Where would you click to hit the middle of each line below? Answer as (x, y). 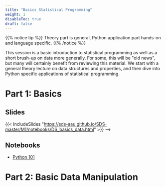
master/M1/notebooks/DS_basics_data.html (50, 129)
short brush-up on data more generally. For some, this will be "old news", (80, 58)
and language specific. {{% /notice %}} (46, 43)
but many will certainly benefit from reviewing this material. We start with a (82, 63)
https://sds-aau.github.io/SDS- (75, 124)
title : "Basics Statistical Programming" (49, 10)
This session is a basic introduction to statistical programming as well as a (81, 53)
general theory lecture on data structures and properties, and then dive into (83, 69)
